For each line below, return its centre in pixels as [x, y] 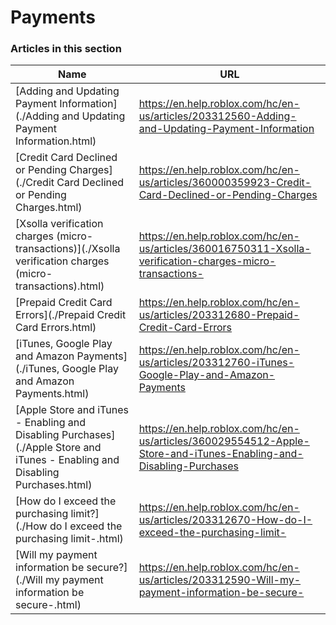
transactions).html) [60, 286]
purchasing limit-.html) [69, 539]
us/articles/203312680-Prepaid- [219, 315]
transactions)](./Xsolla [68, 249]
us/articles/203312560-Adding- [217, 116]
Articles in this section [66, 49]
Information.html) [56, 141]
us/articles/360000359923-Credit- [225, 183]
